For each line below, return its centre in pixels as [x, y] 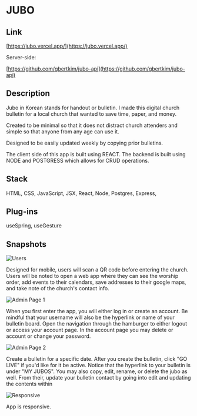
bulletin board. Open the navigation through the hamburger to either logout [97, 324]
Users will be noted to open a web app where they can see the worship [92, 276]
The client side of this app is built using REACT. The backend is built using [96, 154]
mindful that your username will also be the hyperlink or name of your [90, 317]
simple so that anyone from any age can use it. [63, 131]
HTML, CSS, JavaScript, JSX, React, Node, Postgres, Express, [81, 193]
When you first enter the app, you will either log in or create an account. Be [97, 311]
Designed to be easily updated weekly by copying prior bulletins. [85, 143]
